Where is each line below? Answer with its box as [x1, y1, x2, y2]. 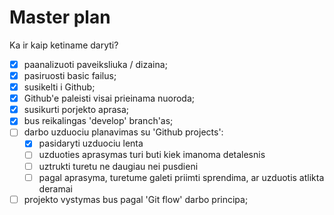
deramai [38, 182, 73, 195]
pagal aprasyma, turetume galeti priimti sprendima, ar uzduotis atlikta [38, 171, 325, 183]
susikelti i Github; [23, 81, 96, 93]
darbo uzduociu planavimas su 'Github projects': [23, 126, 224, 138]
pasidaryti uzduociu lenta [38, 137, 144, 150]
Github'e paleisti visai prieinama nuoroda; [23, 92, 196, 105]
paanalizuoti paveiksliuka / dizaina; [23, 58, 168, 70]
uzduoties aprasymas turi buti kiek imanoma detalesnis [38, 149, 266, 161]
